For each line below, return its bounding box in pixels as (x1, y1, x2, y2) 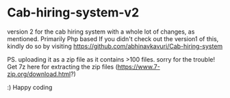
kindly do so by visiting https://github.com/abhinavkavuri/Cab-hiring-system (7, 42, 223, 50)
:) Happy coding (7, 83, 53, 91)
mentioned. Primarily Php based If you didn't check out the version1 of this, (7, 34, 219, 42)
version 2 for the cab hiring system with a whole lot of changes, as (7, 27, 195, 36)
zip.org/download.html (7, 70, 71, 78)
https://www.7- (117, 62, 161, 71)
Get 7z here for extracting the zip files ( (7, 62, 118, 71)
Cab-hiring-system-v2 (7, 5, 140, 21)
